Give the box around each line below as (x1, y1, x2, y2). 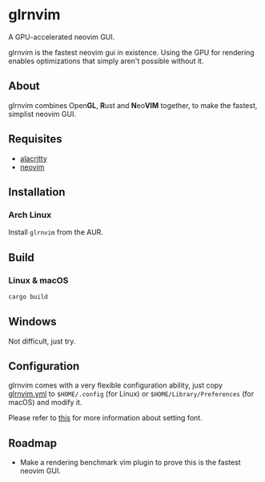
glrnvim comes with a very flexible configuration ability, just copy (8, 380, 223, 390)
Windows (8, 315, 57, 329)
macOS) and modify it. (8, 398, 82, 408)
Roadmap (8, 436, 58, 450)
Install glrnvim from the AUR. (8, 227, 104, 237)
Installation (8, 185, 66, 199)
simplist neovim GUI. (8, 109, 76, 118)
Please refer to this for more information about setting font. (8, 413, 203, 423)
